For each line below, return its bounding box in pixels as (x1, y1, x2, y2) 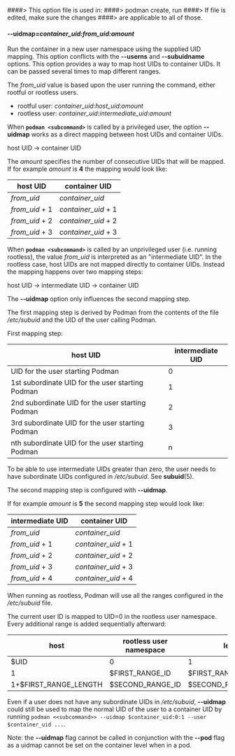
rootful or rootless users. (7, 88, 78, 97)
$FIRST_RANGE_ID (109, 668, 171, 678)
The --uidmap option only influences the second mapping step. (7, 295, 191, 303)
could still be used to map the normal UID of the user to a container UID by (7, 705, 222, 713)
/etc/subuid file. (7, 598, 53, 608)
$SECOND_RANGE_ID (109, 680, 182, 689)
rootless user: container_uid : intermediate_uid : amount (17, 109, 172, 118)
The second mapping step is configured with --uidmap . (7, 486, 168, 494)
